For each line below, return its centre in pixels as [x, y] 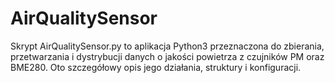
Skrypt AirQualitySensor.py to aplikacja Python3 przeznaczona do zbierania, [167, 46]
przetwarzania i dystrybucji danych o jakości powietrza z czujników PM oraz [167, 56]
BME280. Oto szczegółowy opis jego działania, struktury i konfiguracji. [156, 67]
